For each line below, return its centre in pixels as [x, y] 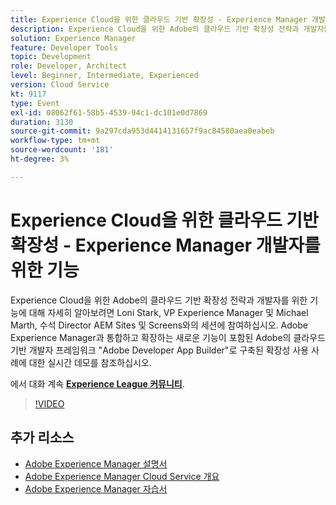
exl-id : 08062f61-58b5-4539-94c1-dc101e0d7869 [109, 112]
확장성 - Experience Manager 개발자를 [165, 245]
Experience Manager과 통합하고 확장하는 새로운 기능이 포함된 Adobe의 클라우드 [168, 337]
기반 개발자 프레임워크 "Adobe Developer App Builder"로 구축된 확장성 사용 [160, 350]
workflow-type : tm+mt [55, 141]
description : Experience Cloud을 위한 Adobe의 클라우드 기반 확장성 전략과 [155, 29]
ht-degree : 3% [40, 159]
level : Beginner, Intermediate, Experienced [104, 76]
